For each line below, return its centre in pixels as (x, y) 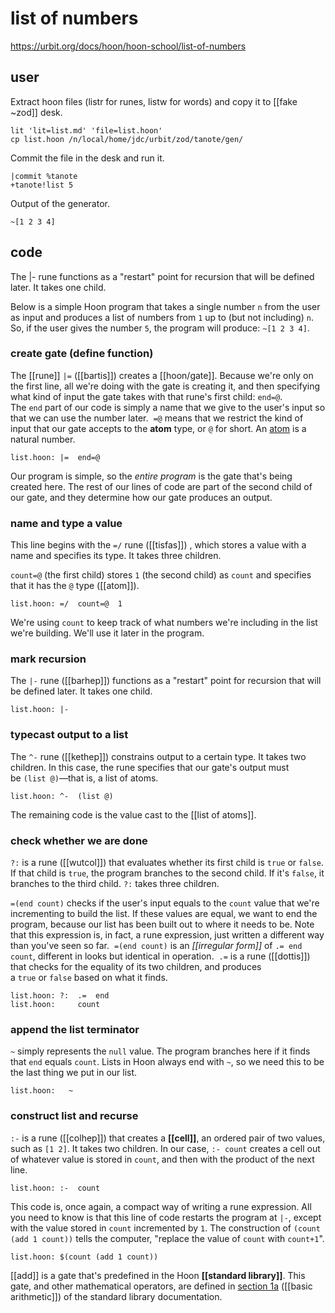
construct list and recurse (74, 1116)
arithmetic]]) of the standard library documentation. (116, 1296)
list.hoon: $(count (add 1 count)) (84, 1257)
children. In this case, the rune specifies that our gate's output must (150, 767)
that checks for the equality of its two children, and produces (136, 967)
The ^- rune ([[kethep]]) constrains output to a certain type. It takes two (158, 756)
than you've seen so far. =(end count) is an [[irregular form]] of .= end (156, 946)
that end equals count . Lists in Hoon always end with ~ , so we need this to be (167, 1062)
